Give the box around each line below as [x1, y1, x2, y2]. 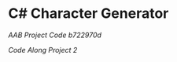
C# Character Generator [8, 5, 169, 22]
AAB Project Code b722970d [8, 30, 102, 40]
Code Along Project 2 [8, 45, 78, 54]
